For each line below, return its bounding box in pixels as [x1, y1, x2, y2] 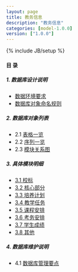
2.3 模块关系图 [14, 145, 50, 152]
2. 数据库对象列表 [6, 114, 49, 122]
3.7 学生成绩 [14, 221, 45, 228]
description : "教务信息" [6, 20, 64, 26]
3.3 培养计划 [14, 191, 45, 198]
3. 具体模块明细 [6, 160, 44, 167]
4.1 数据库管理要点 [14, 260, 59, 267]
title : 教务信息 [6, 14, 43, 20]
